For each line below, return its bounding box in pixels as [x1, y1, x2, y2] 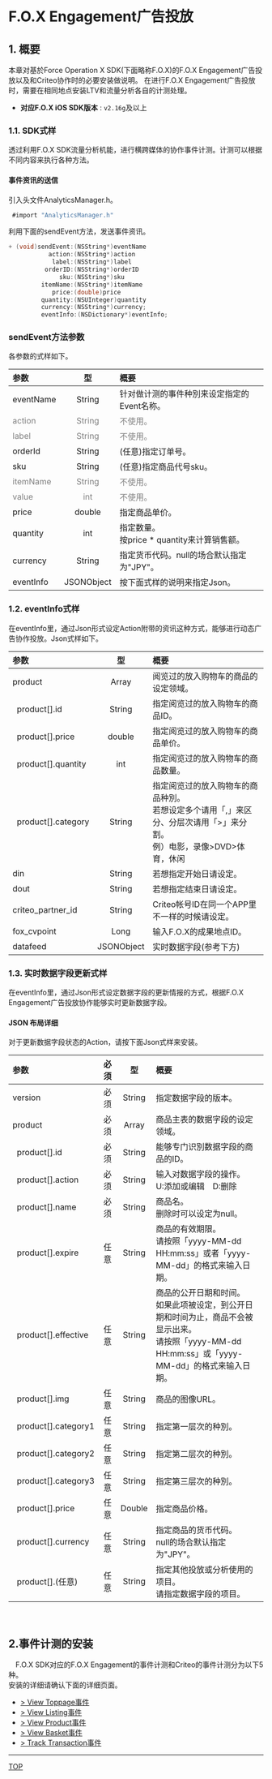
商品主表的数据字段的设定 [155, 1114, 253, 1125]
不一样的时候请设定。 [152, 910, 234, 922]
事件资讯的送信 [8, 175, 58, 185]
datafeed [12, 940, 47, 952]
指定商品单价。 [119, 507, 176, 518]
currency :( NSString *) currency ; [40, 303, 147, 312]
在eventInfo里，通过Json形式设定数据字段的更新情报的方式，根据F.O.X [8, 987, 244, 998]
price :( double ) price [51, 288, 121, 296]
